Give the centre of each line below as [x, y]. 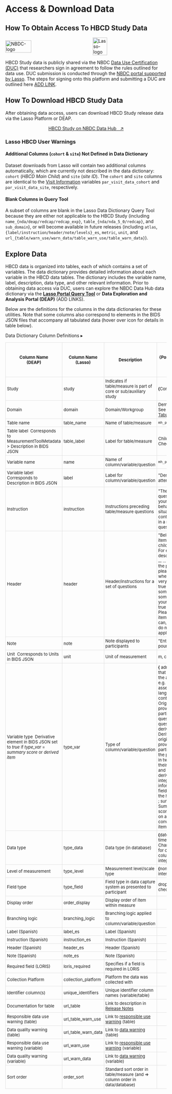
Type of [113, 744]
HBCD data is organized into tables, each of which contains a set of [77, 266]
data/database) [120, 1084]
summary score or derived [33, 752]
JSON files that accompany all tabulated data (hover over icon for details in [84, 320]
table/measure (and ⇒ [127, 1074]
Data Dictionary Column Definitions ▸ [44, 336]
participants [117, 646]
